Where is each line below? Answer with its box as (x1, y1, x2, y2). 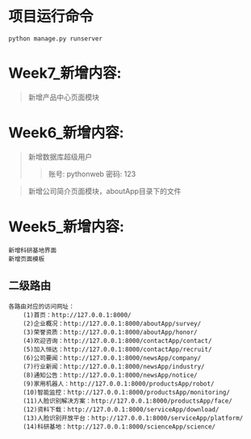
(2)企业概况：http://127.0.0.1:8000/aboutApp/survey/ (23, 319, 202, 327)
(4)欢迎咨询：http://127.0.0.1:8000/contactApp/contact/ (23, 336, 212, 344)
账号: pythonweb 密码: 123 (48, 169, 136, 179)
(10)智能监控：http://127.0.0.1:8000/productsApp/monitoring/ (23, 388, 230, 396)
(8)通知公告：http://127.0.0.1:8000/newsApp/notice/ (23, 371, 198, 379)
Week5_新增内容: (8, 217, 125, 235)
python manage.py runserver (8, 34, 103, 43)
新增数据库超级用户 (27, 151, 93, 162)
